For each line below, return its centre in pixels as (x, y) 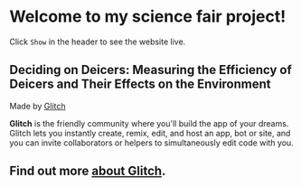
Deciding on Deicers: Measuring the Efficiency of (150, 70)
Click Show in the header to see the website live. (98, 42)
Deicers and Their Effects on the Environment (140, 84)
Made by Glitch (38, 106)
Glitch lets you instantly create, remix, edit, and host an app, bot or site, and (150, 133)
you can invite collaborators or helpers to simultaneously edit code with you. (151, 143)
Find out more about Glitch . (88, 171)
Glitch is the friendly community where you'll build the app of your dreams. (149, 123)
